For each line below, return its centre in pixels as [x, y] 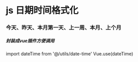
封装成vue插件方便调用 [30, 41]
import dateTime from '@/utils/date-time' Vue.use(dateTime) [70, 54]
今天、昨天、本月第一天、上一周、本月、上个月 [64, 27]
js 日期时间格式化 [42, 10]
